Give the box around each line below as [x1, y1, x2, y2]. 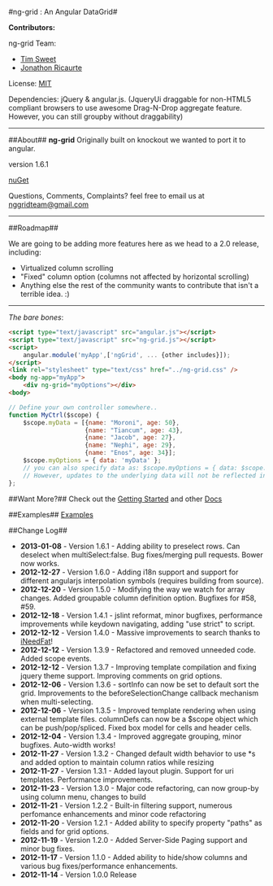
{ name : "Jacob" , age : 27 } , [84, 434, 176, 442]
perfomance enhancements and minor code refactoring [19, 809, 206, 818]
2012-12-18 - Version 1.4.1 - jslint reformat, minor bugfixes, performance [19, 610, 262, 620]
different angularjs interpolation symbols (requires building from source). [19, 575, 264, 585]
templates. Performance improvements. [19, 775, 153, 784]
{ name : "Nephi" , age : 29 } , [84, 441, 176, 450]
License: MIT [8, 79, 52, 88]
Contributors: [8, 23, 55, 32]
